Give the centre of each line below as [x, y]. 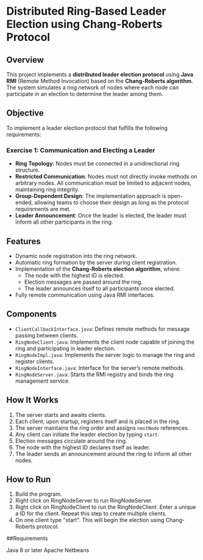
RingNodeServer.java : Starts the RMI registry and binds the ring [94, 374]
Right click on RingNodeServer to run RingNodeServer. [84, 501]
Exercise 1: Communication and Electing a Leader [81, 150]
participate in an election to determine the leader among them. [85, 94]
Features [23, 241]
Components [31, 314]
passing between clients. [46, 335]
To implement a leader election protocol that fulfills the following [87, 128]
